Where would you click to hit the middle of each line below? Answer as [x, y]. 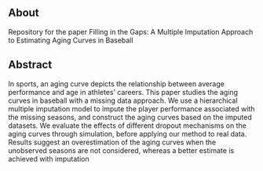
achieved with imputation [49, 158]
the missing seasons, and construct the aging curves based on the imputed [130, 117]
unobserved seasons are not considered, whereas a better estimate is [121, 150]
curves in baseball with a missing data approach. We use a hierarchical [123, 100]
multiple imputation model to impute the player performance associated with [131, 108]
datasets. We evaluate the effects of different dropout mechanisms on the [128, 126]
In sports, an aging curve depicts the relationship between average [117, 84]
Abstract [30, 65]
